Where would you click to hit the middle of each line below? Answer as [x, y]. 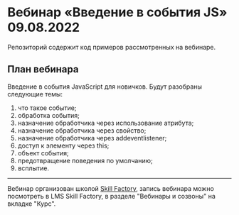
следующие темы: [35, 94]
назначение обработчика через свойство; [82, 130]
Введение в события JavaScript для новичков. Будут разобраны [105, 87]
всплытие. [33, 168]
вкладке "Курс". [32, 204]
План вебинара [43, 69]
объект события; [43, 153]
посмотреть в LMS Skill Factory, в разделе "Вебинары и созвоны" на [111, 196]
